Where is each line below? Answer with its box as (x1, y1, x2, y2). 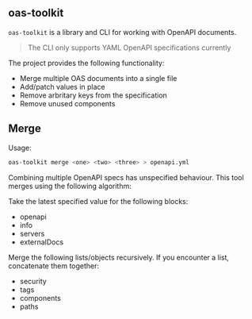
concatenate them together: (8, 261, 100, 271)
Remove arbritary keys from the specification (19, 90, 168, 100)
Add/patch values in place (19, 82, 105, 91)
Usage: (8, 143, 32, 152)
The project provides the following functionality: (8, 58, 165, 67)
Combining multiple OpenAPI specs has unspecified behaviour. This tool (8, 172, 244, 182)
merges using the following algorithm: (8, 181, 132, 190)
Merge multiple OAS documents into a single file (19, 73, 178, 83)
